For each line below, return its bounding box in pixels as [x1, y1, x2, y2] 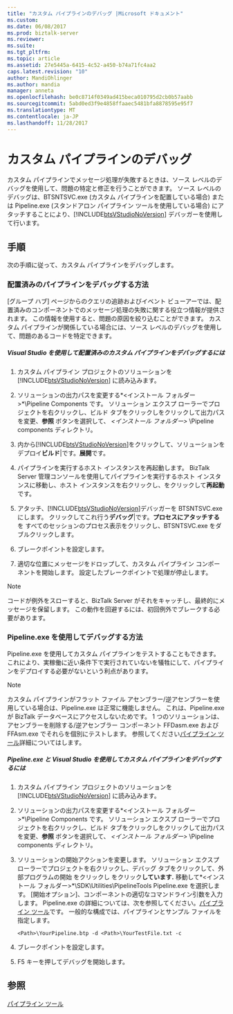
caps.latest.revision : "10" [7, 68, 88, 75]
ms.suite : [7, 42, 36, 49]
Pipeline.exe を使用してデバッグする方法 [7, 633, 143, 642]
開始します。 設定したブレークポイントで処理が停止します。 [41, 568, 212, 577]
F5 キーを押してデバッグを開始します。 [17, 957, 129, 966]
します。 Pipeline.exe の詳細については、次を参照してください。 [17, 898, 200, 907]
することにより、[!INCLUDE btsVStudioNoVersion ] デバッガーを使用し [25, 210, 223, 219]
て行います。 [7, 219, 44, 227]
